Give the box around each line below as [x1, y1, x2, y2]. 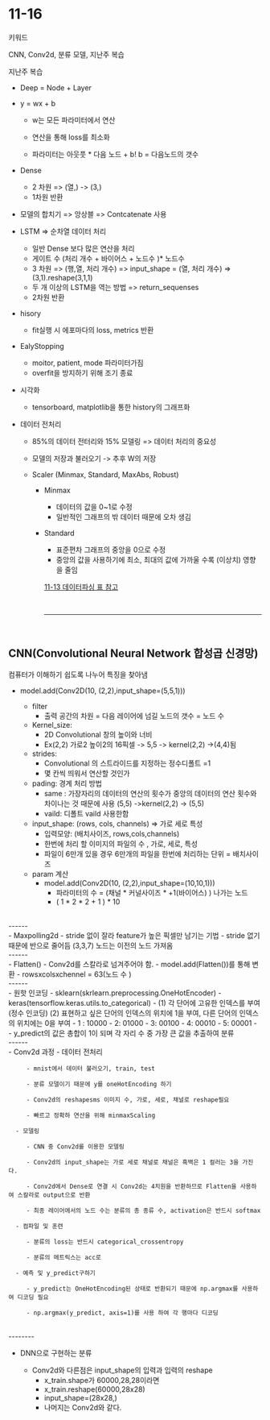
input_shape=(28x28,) [43, 1393, 118, 1402]
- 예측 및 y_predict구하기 [15, 1268, 96, 1277]
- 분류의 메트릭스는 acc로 [26, 1253, 102, 1261]
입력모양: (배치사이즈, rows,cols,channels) [43, 828, 180, 838]
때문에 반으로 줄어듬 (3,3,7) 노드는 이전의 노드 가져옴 [8, 940, 174, 950]
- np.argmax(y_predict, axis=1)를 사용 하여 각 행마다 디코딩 [26, 1309, 219, 1317]
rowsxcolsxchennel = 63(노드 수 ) [22, 969, 132, 979]
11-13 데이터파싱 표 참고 [43, 582, 119, 592]
